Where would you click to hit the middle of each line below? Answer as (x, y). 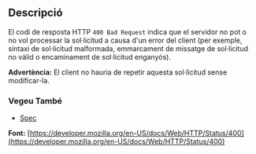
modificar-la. (29, 80)
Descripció (35, 13)
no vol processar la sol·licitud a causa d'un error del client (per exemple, (125, 40)
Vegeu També (35, 101)
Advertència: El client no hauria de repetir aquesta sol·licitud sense (118, 72)
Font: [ (19, 134)
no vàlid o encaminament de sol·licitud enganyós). (90, 57)
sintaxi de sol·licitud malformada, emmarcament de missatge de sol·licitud (128, 48)
